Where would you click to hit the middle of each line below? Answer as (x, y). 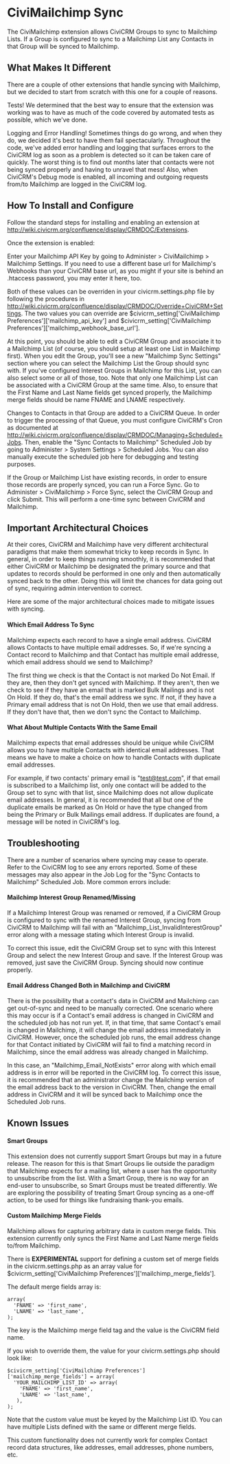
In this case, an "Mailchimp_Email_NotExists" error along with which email (112, 1065)
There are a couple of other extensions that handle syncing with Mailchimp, (114, 85)
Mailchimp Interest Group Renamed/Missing (71, 897)
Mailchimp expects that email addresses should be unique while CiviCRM (111, 743)
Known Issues (38, 1124)
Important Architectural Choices (78, 528)
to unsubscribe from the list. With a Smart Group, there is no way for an (108, 1178)
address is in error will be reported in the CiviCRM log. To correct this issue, (114, 1072)
